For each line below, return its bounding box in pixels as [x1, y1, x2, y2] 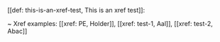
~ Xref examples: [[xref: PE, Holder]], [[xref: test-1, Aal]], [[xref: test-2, [7, 20, 213, 27]
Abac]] [7, 27, 28, 35]
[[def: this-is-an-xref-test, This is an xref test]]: [7, 6, 145, 14]
